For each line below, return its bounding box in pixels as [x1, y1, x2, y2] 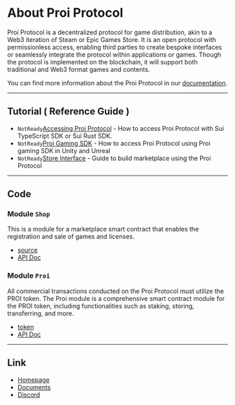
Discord [17, 390, 41, 399]
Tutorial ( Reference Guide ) [7, 106, 130, 118]
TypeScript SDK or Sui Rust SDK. [17, 132, 113, 140]
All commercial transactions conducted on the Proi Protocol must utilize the [7, 287, 225, 295]
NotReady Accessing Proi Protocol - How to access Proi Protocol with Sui [17, 124, 225, 132]
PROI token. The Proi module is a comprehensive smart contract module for [7, 294, 225, 302]
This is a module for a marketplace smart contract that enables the [7, 225, 199, 234]
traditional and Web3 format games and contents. [7, 65, 150, 73]
